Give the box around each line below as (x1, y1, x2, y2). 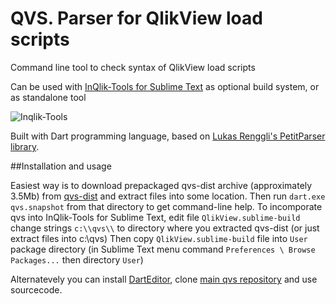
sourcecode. (10, 283, 63, 296)
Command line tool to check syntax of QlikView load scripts (10, 61, 256, 73)
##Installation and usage (10, 160, 112, 172)
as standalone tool (10, 91, 87, 103)
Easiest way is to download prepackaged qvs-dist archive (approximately (10, 179, 313, 191)
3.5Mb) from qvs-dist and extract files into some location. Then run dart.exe (10, 190, 326, 202)
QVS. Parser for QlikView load (10, 7, 263, 30)
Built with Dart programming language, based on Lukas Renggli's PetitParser (10, 130, 326, 142)
